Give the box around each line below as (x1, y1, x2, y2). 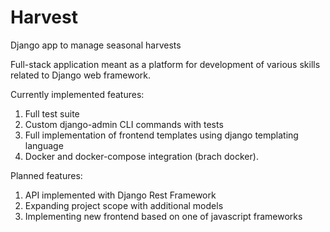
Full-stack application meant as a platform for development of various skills (10, 58, 321, 70)
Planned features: (10, 169, 83, 181)
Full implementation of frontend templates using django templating (24, 129, 299, 141)
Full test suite (24, 107, 80, 120)
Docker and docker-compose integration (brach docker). (24, 150, 259, 162)
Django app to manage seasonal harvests (10, 39, 182, 51)
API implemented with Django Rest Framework (24, 189, 217, 201)
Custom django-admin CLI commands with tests (24, 118, 224, 130)
